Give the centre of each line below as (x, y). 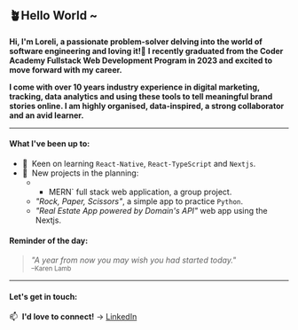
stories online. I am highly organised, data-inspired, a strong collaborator (147, 106)
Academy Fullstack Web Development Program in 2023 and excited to (141, 60)
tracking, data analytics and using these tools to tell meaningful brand (141, 96)
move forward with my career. (66, 69)
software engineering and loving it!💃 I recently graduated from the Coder (146, 51)
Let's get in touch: (43, 296)
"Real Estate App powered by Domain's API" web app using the (151, 211)
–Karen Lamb (51, 269)
